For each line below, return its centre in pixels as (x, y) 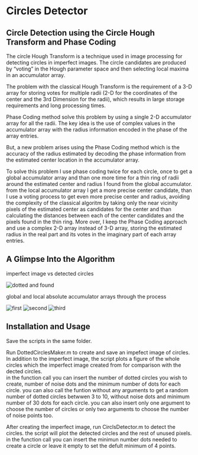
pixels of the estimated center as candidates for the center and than (89, 209)
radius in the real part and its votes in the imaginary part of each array (91, 234)
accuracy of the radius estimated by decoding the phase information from (96, 153)
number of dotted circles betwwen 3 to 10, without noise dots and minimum (98, 396)
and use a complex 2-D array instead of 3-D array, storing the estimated (94, 228)
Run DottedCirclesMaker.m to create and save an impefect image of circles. (98, 352)
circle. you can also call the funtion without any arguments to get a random (97, 390)
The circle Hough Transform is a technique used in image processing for (94, 56)
